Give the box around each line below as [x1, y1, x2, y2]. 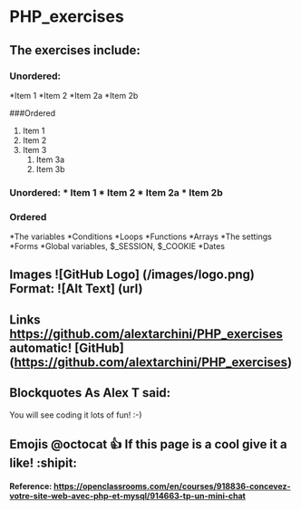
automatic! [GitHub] [9, 340, 124, 355]
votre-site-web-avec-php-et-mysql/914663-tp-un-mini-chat [9, 490, 247, 501]
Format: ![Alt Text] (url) [9, 281, 143, 296]
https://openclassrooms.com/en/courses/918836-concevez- [53, 480, 292, 491]
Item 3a [35, 154, 65, 165]
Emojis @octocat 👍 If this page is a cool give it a [9, 437, 287, 452]
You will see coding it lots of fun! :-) [9, 409, 142, 420]
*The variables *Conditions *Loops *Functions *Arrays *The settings [9, 231, 272, 242]
